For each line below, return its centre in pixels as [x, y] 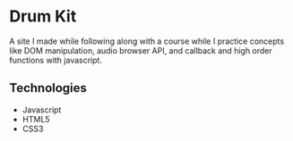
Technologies [48, 88]
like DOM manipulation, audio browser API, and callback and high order [141, 50]
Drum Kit [43, 17]
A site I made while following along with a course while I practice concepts [147, 41]
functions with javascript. [56, 60]
